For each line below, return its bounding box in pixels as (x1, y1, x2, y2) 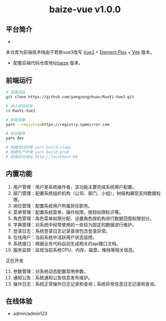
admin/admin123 (13, 310, 47, 316)
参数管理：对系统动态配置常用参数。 (13, 268, 89, 274)
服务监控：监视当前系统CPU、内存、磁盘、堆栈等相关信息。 (13, 246, 137, 253)
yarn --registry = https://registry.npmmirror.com (6, 122, 110, 127)
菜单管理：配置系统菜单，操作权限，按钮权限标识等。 (13, 209, 124, 215)
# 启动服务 (6, 131, 26, 136)
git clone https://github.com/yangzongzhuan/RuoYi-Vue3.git (6, 95, 135, 100)
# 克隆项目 (6, 90, 26, 95)
